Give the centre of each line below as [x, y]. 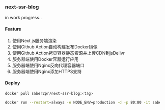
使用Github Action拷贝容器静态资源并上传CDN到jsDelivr [69, 53]
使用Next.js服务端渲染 [34, 40]
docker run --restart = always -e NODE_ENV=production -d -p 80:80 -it [78, 102]
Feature [13, 29]
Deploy [13, 83]
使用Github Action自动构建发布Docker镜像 [55, 47]
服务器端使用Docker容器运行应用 [45, 59]
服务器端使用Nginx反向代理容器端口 [48, 65]
